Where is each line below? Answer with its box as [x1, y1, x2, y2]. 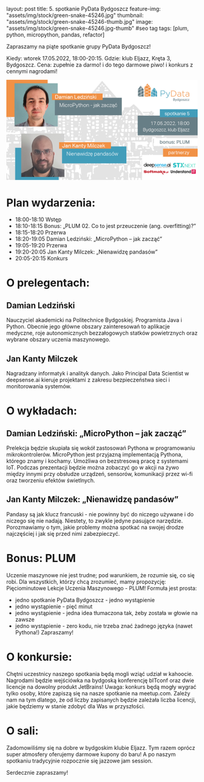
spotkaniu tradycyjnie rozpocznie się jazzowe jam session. [6, 757, 153, 764]
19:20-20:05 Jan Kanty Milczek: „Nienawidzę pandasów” [15, 248, 158, 255]
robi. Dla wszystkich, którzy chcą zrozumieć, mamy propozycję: [6, 578, 166, 585]
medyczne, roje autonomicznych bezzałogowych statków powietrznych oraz [6, 329, 198, 337]
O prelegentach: [6, 276, 90, 290]
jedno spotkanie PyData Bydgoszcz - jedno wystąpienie [15, 596, 155, 603]
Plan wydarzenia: [6, 196, 96, 210]
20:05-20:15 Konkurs [15, 255, 68, 262]
